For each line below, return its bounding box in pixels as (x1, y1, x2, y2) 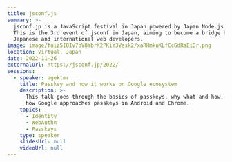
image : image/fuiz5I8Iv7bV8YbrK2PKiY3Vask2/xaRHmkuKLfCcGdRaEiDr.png (7, 42, 212, 49)
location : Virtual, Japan (7, 49, 81, 56)
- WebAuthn (25, 119, 57, 126)
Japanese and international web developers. (13, 36, 144, 43)
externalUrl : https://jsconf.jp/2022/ (7, 61, 119, 68)
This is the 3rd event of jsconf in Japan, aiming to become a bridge (13, 29, 221, 37)
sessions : (7, 68, 36, 74)
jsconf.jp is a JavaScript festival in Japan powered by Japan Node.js (13, 23, 224, 30)
